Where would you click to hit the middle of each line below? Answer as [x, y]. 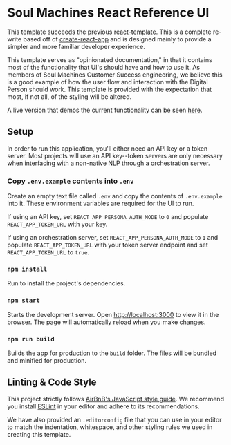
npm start [24, 301]
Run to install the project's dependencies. [66, 283]
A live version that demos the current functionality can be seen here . [105, 110]
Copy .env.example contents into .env [71, 181]
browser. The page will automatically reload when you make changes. [107, 322]
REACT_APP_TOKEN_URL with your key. [57, 224]
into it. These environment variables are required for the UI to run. [101, 203]
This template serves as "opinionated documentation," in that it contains [110, 59]
